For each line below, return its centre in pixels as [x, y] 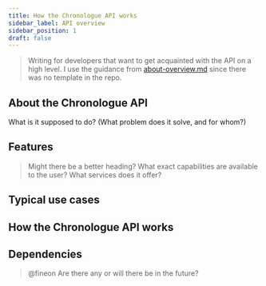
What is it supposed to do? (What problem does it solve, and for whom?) [127, 122]
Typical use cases [54, 200]
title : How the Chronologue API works [73, 16]
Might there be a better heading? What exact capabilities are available [143, 166]
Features [31, 147]
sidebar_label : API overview [57, 23]
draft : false [30, 38]
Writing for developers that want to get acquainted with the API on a [139, 61]
